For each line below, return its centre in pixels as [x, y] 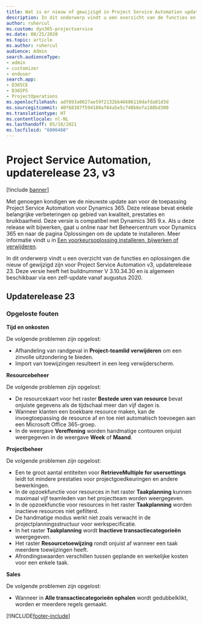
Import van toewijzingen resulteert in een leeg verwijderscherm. [95, 363]
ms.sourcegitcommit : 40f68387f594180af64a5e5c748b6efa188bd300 [88, 107]
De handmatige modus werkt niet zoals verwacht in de [83, 517]
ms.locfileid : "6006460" [37, 130]
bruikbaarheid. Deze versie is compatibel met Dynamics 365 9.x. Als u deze [100, 220]
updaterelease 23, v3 [61, 173]
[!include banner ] [28, 190]
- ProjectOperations [32, 96]
